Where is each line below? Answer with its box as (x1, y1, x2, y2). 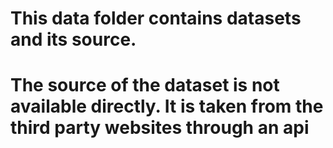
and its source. (10, 28, 137, 51)
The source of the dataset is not (10, 74, 280, 97)
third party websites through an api (10, 117, 310, 139)
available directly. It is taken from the (10, 95, 324, 118)
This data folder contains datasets (10, 7, 302, 30)
